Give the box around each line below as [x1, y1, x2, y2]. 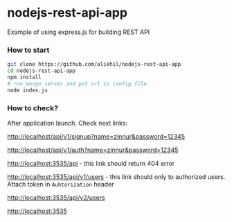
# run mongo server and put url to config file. [7, 80, 150, 87]
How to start [7, 45, 50, 55]
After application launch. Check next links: [7, 119, 128, 127]
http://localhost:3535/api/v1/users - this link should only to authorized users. [7, 172, 226, 181]
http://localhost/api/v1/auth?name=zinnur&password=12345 [7, 146, 179, 154]
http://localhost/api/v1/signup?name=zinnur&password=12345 [7, 132, 186, 140]
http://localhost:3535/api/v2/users [7, 193, 105, 202]
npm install [7, 74, 42, 80]
